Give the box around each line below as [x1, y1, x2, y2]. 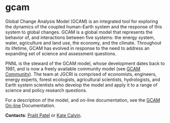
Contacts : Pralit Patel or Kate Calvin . [5, 112, 82, 118]
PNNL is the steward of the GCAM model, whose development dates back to [5, 60, 165, 66]
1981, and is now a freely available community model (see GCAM [5, 65, 141, 72]
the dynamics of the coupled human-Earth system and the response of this [5, 23, 162, 29]
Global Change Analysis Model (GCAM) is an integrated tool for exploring [5, 18, 158, 24]
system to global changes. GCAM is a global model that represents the [5, 29, 153, 35]
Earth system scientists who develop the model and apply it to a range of [5, 81, 158, 88]
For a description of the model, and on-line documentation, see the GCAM [5, 97, 160, 103]
